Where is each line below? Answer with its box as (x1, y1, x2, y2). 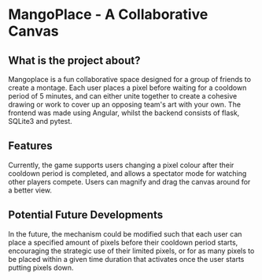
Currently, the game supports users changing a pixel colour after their (8, 160, 234, 170)
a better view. (8, 185, 53, 195)
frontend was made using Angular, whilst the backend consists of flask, (8, 108, 240, 118)
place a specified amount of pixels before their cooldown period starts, (8, 237, 238, 247)
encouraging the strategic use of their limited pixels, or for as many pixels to (8, 246, 255, 256)
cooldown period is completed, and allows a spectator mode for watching (8, 168, 247, 178)
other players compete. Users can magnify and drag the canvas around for (8, 177, 251, 186)
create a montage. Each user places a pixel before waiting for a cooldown (8, 83, 247, 92)
